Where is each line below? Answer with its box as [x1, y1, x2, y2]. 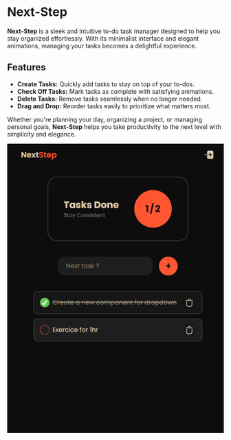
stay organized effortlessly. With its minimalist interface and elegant [7, 34, 199, 42]
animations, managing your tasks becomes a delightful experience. [7, 41, 197, 50]
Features [7, 61, 46, 73]
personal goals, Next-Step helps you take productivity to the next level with [7, 122, 221, 131]
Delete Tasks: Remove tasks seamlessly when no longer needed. [16, 94, 203, 103]
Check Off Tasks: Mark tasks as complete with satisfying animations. [16, 87, 214, 95]
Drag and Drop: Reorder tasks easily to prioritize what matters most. [16, 101, 211, 110]
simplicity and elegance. [7, 130, 76, 138]
